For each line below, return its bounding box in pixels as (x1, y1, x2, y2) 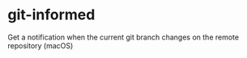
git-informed (7, 6, 96, 24)
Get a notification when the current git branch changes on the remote (7, 32, 240, 42)
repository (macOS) (7, 40, 74, 50)
